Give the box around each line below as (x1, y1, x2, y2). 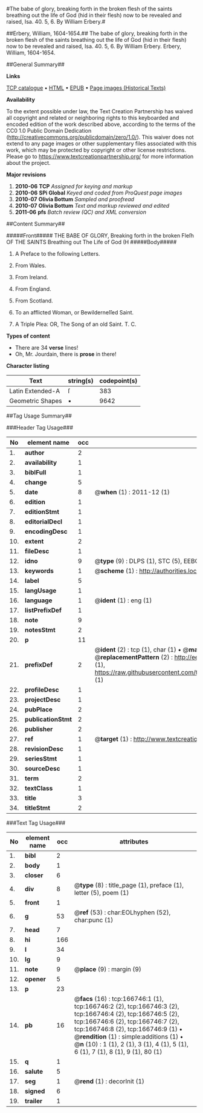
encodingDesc (25, 527, 68, 536)
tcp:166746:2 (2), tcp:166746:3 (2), (74, 1002, 179, 1011)
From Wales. (14, 262, 47, 269)
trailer (25, 1097, 43, 1105)
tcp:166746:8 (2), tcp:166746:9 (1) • (74, 1025, 183, 1033)
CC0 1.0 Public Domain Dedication (6, 127, 92, 134)
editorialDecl (25, 517, 62, 526)
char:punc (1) (74, 916, 114, 924)
